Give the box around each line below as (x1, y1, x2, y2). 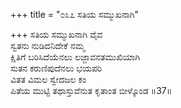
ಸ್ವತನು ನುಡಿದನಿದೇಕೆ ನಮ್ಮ (10, 40, 85, 51)
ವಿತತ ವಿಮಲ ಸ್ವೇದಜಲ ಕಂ (10, 74, 87, 85)
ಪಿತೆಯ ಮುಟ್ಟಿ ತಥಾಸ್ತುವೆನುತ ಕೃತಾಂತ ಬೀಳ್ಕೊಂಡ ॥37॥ (10, 85, 173, 96)
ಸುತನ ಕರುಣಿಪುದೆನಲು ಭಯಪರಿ (10, 62, 103, 74)
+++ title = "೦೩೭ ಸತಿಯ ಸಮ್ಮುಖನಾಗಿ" (10, 9, 139, 20)
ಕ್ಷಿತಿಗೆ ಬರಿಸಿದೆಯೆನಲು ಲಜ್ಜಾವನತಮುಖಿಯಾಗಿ (10, 51, 141, 63)
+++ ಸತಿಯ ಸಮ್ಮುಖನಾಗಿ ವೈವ (10, 29, 103, 40)
